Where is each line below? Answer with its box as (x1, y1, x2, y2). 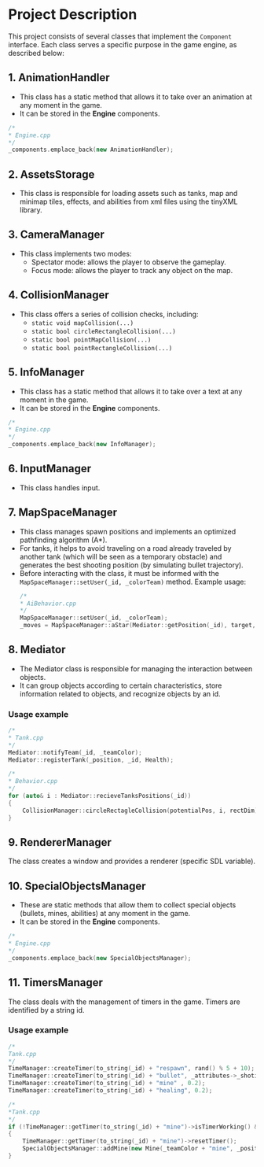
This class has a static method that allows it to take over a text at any (19, 386, 243, 396)
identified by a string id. (8, 1005, 85, 1014)
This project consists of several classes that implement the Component (8, 31, 232, 41)
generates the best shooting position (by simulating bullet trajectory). (19, 560, 244, 570)
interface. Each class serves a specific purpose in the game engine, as (8, 39, 237, 49)
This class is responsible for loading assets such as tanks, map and (19, 189, 238, 198)
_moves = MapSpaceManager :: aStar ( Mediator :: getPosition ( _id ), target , (19, 622, 256, 630)
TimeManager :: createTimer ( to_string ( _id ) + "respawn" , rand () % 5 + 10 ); (8, 1065, 255, 1073)
